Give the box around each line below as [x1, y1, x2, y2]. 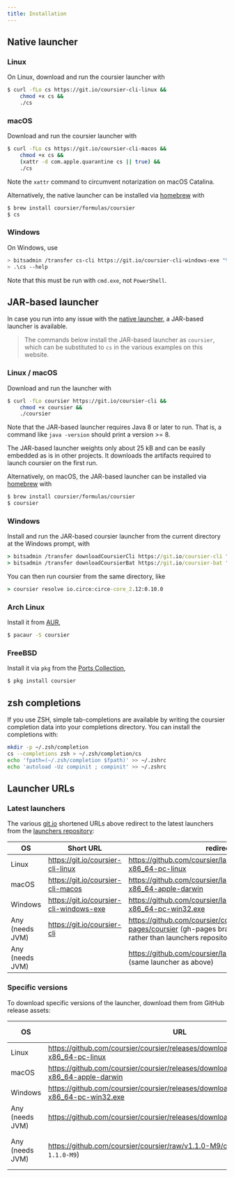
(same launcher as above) [128, 958, 214, 967]
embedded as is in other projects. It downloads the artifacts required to [7, 451, 211, 460]
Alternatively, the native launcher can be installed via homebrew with [7, 191, 205, 199]
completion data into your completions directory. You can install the [7, 723, 201, 731]
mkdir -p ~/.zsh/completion [7, 744, 89, 751]
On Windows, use [7, 243, 58, 251]
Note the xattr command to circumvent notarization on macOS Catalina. [7, 177, 214, 186]
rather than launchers [128, 933, 199, 943]
